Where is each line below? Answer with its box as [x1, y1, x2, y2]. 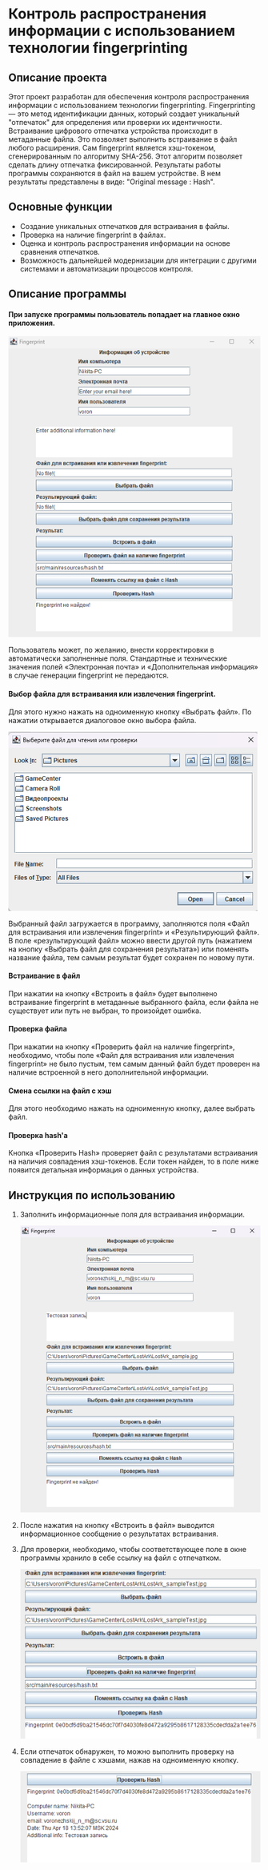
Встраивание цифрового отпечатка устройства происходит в [8, 126, 218, 135]
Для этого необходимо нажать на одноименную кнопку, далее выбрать [8, 1104, 256, 1113]
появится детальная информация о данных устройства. [8, 1165, 199, 1175]
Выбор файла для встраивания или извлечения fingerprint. [8, 689, 216, 698]
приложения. [8, 318, 56, 328]
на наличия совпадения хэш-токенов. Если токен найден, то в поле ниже [8, 1156, 259, 1166]
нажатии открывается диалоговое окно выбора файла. [8, 715, 197, 725]
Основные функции [8, 200, 113, 214]
